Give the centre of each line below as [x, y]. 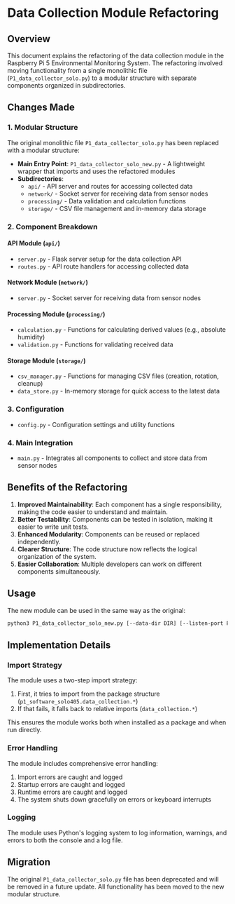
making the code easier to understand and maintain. [92, 512]
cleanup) [30, 384]
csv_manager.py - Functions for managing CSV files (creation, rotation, [118, 376]
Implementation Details [59, 645]
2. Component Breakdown [52, 227]
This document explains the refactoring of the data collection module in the [116, 55]
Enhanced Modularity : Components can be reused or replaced [108, 534]
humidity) [31, 337]
